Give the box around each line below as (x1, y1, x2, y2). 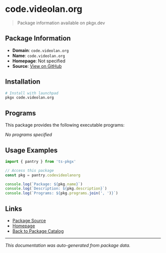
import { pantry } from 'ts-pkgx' (5, 159, 77, 164)
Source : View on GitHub (12, 63, 62, 69)
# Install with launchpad (5, 91, 58, 96)
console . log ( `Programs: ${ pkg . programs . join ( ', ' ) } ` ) (5, 191, 119, 196)
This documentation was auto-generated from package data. (5, 243, 131, 248)
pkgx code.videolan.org (5, 95, 54, 100)
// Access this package (5, 168, 54, 173)
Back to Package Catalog (12, 228, 64, 234)
